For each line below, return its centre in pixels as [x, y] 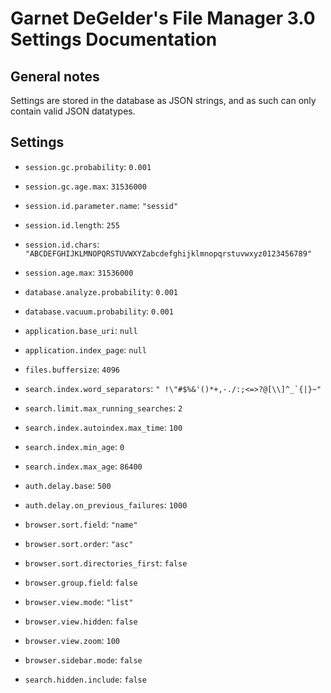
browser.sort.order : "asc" [79, 543]
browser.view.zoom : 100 [72, 640]
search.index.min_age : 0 [74, 446]
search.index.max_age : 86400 [83, 466]
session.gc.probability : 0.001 [88, 166]
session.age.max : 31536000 [79, 272]
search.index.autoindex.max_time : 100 [103, 427]
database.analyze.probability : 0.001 [101, 291]
